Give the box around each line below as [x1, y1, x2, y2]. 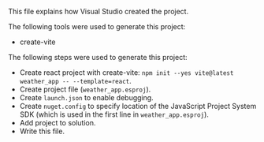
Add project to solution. [19, 118, 96, 127]
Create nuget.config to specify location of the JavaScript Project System [19, 102, 257, 110]
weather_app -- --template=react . [19, 77, 132, 85]
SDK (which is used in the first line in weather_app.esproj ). [19, 110, 209, 119]
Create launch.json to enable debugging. [19, 93, 154, 102]
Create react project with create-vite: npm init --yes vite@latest [19, 68, 234, 77]
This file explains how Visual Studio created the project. [8, 7, 189, 16]
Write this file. [19, 126, 65, 136]
